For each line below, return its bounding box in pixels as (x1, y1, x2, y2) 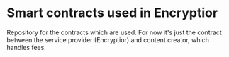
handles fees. (6, 43, 47, 51)
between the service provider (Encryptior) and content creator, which (6, 35, 210, 44)
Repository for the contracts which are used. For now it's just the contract (6, 28, 223, 37)
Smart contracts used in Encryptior (6, 5, 218, 21)
